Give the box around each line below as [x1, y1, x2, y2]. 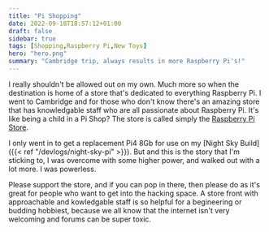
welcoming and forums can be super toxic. [8, 214, 152, 224]
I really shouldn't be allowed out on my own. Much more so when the [8, 79, 240, 89]
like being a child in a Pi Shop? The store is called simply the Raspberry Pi [8, 114, 255, 123]
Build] [240, 138, 260, 148]
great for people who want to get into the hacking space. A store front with [8, 188, 258, 198]
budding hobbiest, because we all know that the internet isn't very [8, 205, 230, 215]
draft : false [8, 27, 53, 35]
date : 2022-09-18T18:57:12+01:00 [8, 19, 122, 28]
